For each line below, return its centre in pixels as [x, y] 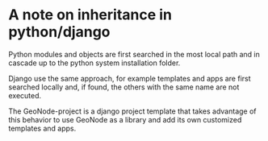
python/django [59, 32]
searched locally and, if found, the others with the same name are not [124, 87]
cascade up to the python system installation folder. [94, 63]
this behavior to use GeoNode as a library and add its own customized [125, 119]
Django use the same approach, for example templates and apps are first [130, 78]
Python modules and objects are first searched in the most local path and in [134, 54]
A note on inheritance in [90, 15]
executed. [25, 95]
